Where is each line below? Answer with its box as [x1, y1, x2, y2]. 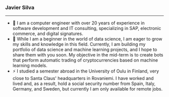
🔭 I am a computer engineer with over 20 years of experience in [12, 20, 145, 26]
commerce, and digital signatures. [12, 30, 83, 36]
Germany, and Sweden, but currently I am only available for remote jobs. [12, 86, 162, 92]
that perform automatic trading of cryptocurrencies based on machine [12, 57, 158, 63]
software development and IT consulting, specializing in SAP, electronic [12, 25, 161, 31]
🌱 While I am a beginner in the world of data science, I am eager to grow [12, 36, 162, 42]
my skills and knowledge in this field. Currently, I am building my [12, 41, 146, 47]
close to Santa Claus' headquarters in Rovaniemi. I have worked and [12, 75, 154, 81]
